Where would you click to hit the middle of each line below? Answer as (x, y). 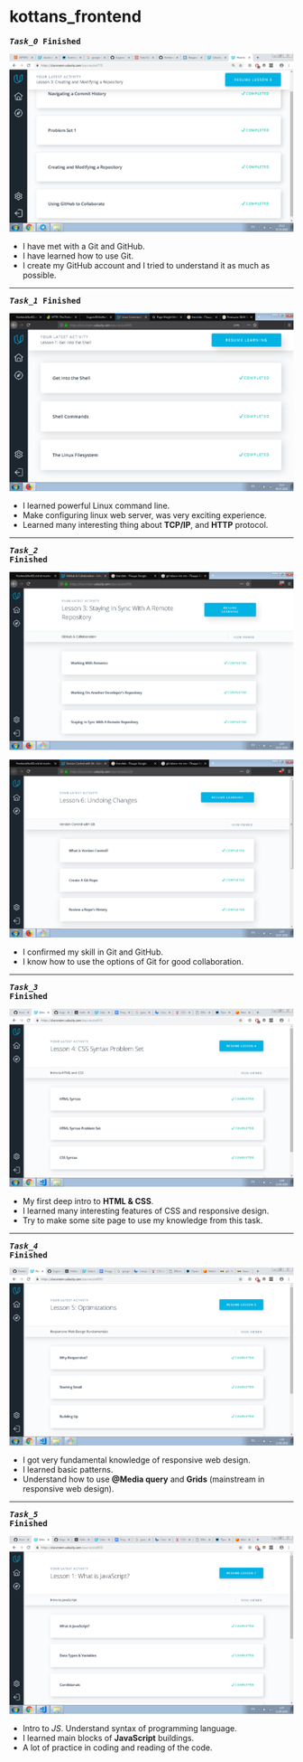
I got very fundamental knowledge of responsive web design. (136, 1460)
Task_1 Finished (45, 301)
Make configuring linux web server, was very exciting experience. (145, 515)
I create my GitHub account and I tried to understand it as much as (146, 265)
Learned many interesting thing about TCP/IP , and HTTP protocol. (145, 524)
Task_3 (24, 987)
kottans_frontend (76, 17)
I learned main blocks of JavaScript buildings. (108, 1738)
